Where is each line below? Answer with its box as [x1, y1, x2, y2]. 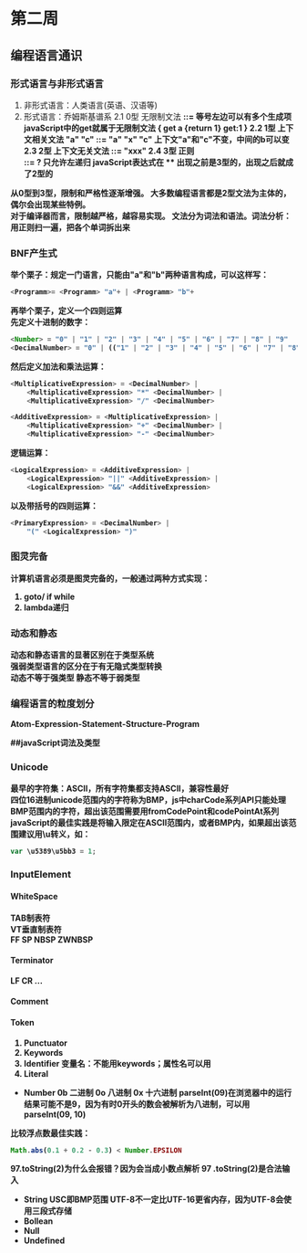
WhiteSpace [10, 891, 58, 901]
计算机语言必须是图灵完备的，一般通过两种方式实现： [10, 573, 210, 584]
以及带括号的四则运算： [10, 500, 98, 511]
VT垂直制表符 [10, 923, 62, 934]
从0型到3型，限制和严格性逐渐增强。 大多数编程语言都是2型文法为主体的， [10, 187, 292, 198]
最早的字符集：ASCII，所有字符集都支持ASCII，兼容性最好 [10, 783, 230, 794]
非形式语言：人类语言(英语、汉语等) [23, 100, 159, 111]
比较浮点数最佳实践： [10, 1127, 90, 1138]
